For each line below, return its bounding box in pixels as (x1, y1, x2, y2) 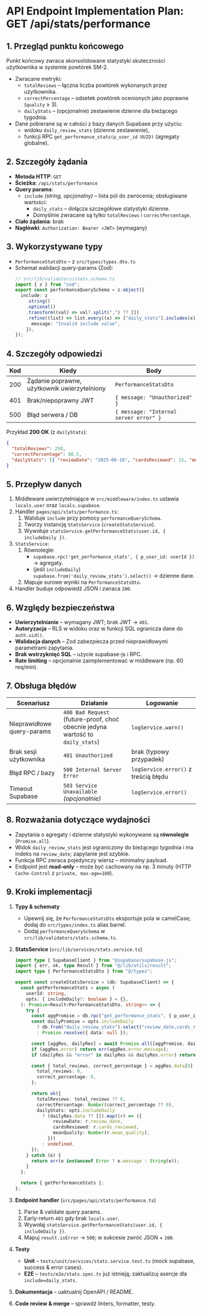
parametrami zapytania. (14, 644, 74, 651)
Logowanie (145, 698, 179, 707)
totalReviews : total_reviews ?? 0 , (37, 1096, 126, 1102)
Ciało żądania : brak (14, 217, 64, 225)
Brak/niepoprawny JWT (26, 397, 94, 405)
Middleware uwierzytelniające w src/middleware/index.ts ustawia (14, 495, 179, 502)
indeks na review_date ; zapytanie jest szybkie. (14, 850, 130, 857)
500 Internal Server (63, 766, 122, 773)
